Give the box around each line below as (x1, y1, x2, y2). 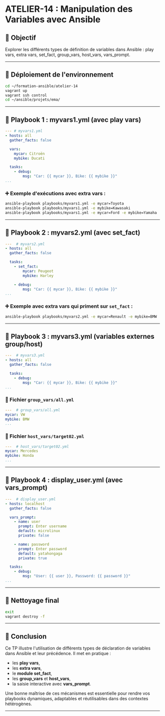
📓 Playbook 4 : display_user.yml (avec (5, 476, 123, 484)
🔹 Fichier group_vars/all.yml (5, 396, 74, 403)
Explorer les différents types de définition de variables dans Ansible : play (5, 47, 154, 52)
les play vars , (12, 660, 40, 666)
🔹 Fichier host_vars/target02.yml (5, 433, 84, 440)
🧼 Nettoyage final (5, 597, 59, 605)
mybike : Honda (5, 453, 34, 458)
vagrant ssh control (5, 92, 48, 98)
